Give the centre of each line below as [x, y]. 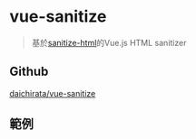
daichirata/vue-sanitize [53, 93]
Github [29, 72]
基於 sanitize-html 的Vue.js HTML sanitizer [109, 42]
